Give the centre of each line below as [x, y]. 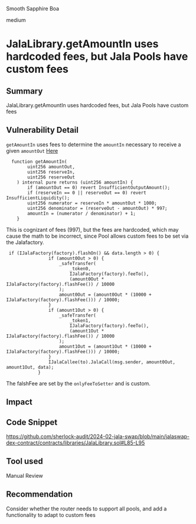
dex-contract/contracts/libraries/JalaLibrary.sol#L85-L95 [76, 443]
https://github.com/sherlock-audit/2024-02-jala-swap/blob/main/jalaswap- [98, 437]
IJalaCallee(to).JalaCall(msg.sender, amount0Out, [112, 362]
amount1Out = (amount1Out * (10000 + [105, 346]
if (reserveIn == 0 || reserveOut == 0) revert [87, 193]
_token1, [80, 320]
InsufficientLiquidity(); [38, 198]
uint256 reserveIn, [51, 172]
